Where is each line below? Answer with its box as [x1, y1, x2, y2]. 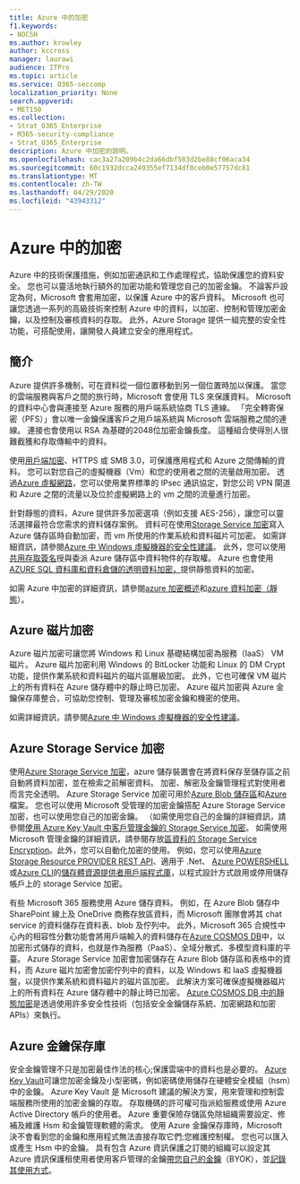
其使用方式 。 [9, 1165, 56, 1176]
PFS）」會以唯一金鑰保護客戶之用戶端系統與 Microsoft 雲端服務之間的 [24, 414, 279, 424]
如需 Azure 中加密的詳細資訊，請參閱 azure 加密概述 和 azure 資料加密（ [9, 582, 270, 593]
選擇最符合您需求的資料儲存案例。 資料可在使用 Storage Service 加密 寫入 [16, 518, 285, 529]
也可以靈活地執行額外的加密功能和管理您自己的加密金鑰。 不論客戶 [34, 280, 280, 292]
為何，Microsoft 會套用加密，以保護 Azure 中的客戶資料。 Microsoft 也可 [16, 292, 285, 302]
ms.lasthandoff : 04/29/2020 [9, 188, 115, 197]
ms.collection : [9, 113, 66, 122]
